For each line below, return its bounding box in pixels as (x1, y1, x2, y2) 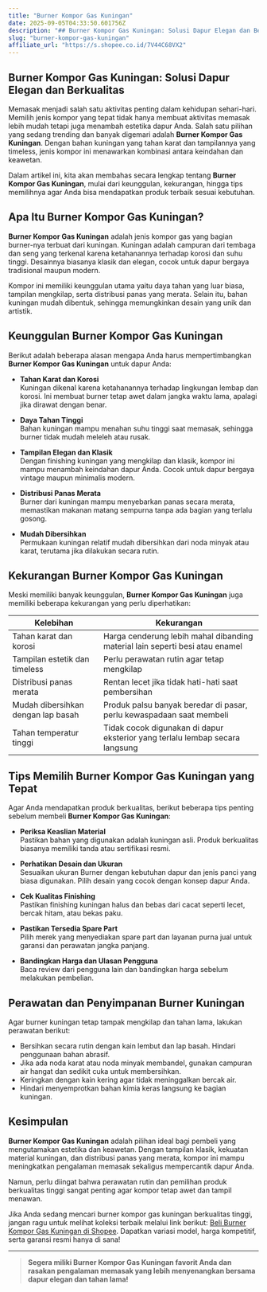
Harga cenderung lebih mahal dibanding (103, 630, 253, 642)
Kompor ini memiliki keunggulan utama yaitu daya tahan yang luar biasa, (8, 280, 245, 291)
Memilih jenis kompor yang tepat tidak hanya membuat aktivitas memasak (8, 112, 250, 122)
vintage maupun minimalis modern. (19, 473, 135, 482)
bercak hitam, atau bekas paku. (19, 908, 123, 918)
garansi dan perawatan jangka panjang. (19, 941, 149, 950)
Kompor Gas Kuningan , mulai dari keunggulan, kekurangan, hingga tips (8, 178, 244, 188)
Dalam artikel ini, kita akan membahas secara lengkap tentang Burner (8, 170, 237, 180)
